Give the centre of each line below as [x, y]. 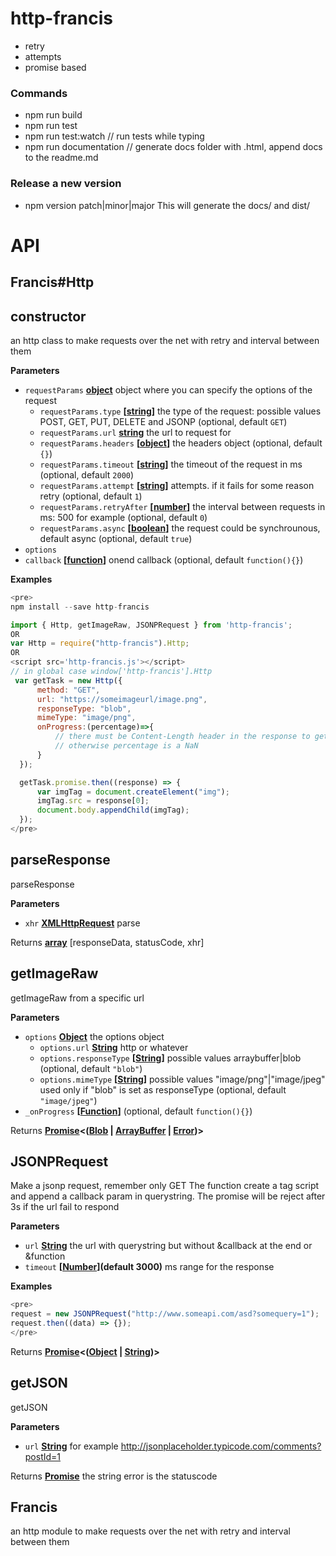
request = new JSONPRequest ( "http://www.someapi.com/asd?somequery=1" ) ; [165, 1314]
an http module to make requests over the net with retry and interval [150, 1531]
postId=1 [43, 1456]
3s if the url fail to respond [65, 1207]
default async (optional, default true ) [116, 538]
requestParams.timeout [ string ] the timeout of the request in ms [171, 464]
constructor [48, 316]
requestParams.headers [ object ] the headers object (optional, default [181, 443]
